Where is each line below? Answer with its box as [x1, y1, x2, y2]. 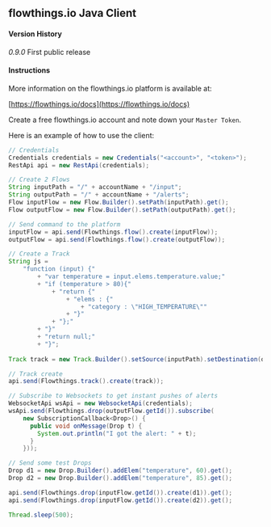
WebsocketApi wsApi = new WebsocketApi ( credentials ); [8, 399, 194, 407]
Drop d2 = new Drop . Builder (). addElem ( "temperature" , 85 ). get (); [8, 474, 233, 483]
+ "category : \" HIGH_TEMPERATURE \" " [80, 302, 207, 310]
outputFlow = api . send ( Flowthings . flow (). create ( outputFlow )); [8, 235, 226, 243]
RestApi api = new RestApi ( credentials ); [8, 161, 150, 169]
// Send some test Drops [8, 459, 92, 467]
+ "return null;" [37, 333, 95, 341]
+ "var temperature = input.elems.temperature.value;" [37, 272, 226, 281]
